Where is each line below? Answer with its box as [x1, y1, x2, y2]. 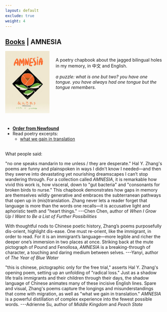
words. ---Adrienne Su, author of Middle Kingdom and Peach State [5, 302, 143, 308]
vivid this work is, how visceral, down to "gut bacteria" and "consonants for [5, 182, 161, 188]
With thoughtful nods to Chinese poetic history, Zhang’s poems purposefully [5, 223, 162, 229]
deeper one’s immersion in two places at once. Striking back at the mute [5, 239, 154, 245]
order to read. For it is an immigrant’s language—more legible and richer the [5, 234, 161, 240]
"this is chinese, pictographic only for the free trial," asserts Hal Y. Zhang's [5, 264, 159, 271]
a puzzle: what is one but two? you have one [55, 74, 148, 80]
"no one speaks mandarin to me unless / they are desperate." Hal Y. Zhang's [5, 161, 163, 167]
